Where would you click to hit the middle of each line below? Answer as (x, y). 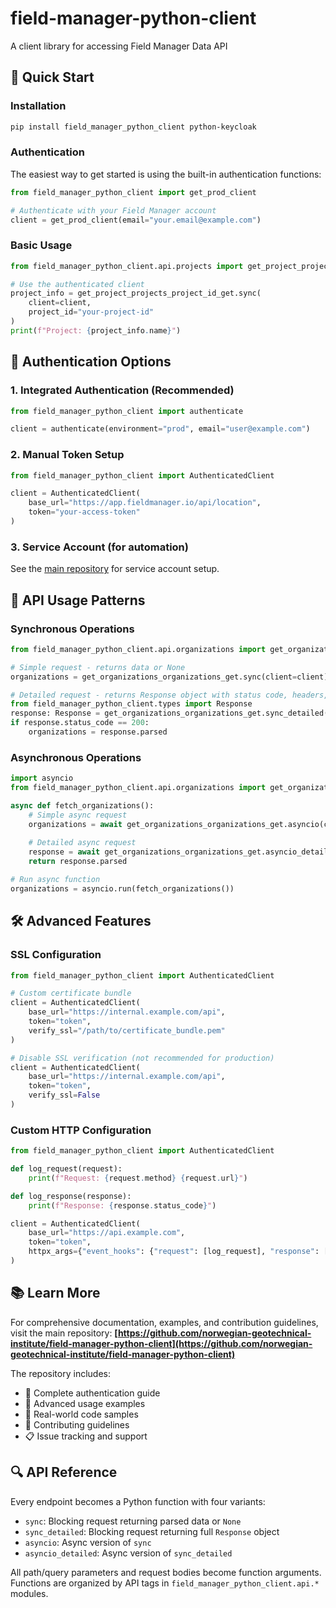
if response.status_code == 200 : (80, 723)
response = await (64, 852)
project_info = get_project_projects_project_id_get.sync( (136, 293)
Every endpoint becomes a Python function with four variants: (138, 1501)
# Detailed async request (82, 843)
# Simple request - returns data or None (98, 667)
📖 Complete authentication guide (92, 1393)
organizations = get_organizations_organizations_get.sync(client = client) (169, 677)
